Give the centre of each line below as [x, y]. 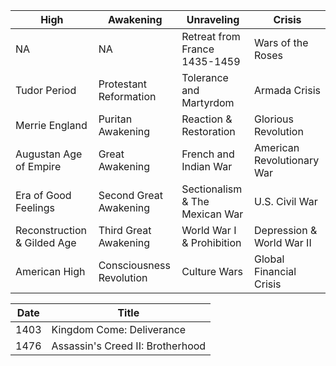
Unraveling [213, 19]
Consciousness [135, 265]
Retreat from [211, 36]
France [198, 49]
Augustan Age [49, 154]
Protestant [123, 84]
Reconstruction [51, 230]
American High [50, 271]
